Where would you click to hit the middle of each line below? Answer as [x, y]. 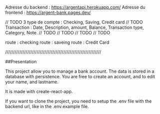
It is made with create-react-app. [39, 91]
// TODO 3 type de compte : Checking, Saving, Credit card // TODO [74, 22]
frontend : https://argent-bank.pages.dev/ [48, 12]
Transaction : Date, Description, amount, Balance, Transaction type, [75, 27]
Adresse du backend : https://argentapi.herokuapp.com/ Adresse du [75, 7]
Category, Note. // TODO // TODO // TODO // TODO [58, 33]
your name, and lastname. [32, 82]
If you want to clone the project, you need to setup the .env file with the [79, 101]
